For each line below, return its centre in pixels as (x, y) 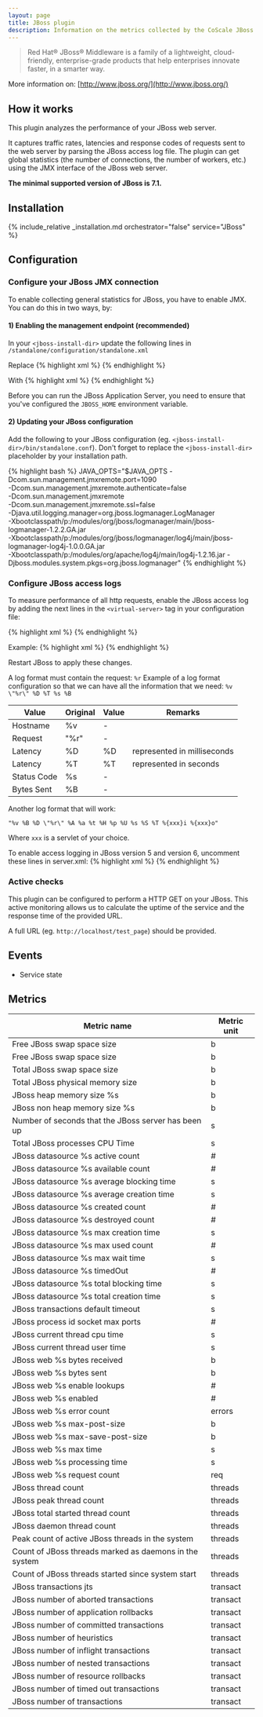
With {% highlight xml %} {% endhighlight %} (81, 380)
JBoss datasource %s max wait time (79, 1259)
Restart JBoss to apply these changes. (70, 663)
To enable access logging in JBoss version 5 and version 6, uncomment (124, 853)
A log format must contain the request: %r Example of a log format (114, 678)
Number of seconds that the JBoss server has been (107, 1121)
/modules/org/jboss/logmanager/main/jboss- (142, 521)
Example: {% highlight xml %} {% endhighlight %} (89, 648)
